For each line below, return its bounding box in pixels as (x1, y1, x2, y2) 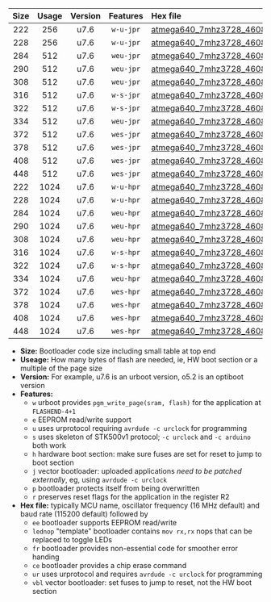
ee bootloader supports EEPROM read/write (31, 518, 177, 527)
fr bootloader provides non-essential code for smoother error (31, 544, 238, 553)
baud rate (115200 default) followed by (19, 509, 148, 519)
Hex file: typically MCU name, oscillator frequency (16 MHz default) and (19, 500, 261, 510)
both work (31, 441, 67, 450)
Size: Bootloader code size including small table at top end (19, 346, 216, 356)
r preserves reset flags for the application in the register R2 (31, 492, 230, 501)
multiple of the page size (19, 363, 103, 373)
